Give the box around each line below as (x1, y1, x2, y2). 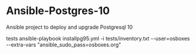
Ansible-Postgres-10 (6, 4, 110, 18)
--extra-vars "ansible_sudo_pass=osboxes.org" (6, 41, 121, 48)
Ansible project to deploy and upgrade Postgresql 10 (6, 23, 133, 31)
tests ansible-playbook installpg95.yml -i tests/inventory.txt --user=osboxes (6, 35, 190, 42)
